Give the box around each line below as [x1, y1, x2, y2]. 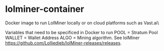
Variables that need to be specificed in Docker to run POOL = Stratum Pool [5, 29, 158, 35]
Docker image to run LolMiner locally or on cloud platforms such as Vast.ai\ [5, 20, 160, 26]
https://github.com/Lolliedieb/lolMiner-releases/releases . [5, 40, 122, 46]
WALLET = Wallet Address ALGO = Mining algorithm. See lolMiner [5, 35, 140, 41]
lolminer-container [5, 3, 84, 15]
